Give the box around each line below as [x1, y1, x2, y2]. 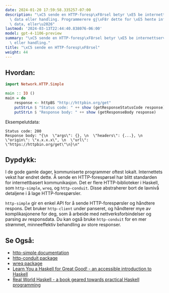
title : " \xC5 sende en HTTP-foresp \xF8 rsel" [5, 45, 100, 50]
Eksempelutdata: [5, 119, 40, 125]
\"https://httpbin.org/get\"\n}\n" [5, 142, 80, 147]
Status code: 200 [5, 128, 42, 134]
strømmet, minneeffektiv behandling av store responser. [5, 222, 122, 228]
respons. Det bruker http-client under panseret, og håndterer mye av [5, 206, 151, 212]
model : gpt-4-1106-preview [5, 31, 62, 36]
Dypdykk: [5, 155, 37, 164]
